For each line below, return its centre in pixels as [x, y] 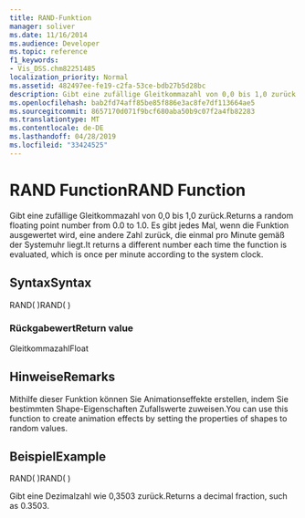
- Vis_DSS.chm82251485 [53, 69]
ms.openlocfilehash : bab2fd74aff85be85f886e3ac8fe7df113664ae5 [132, 103]
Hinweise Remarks [63, 377]
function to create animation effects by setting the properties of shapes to [148, 418]
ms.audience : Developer [55, 43]
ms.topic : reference [49, 52]
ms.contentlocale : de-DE [57, 129]
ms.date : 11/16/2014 [49, 35]
